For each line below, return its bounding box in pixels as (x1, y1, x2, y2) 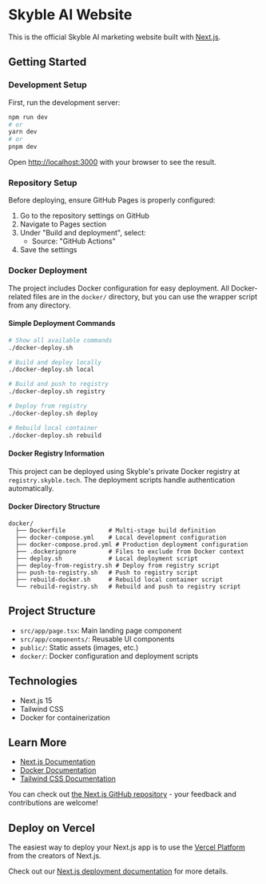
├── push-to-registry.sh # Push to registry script (15, 569, 198, 577)
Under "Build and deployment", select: (19, 228, 146, 238)
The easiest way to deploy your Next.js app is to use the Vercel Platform (8, 842, 246, 852)
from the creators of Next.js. (8, 851, 101, 861)
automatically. (8, 483, 54, 493)
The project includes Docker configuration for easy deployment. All (8, 283, 230, 293)
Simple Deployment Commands (8, 319, 116, 328)
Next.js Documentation (19, 757, 96, 766)
